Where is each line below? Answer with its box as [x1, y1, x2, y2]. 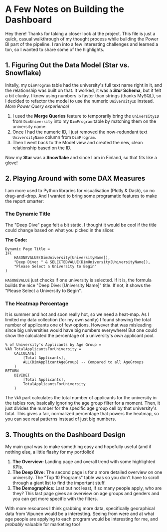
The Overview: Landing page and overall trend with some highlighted [12, 458, 156, 465]
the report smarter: [5, 198, 44, 204]
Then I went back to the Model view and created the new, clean [12, 139, 143, 145]
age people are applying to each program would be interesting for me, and [5, 516, 158, 522]
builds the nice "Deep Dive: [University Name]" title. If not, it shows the [5, 282, 151, 288]
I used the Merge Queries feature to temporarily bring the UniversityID [12, 113, 160, 119]
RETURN [5, 368, 19, 374]
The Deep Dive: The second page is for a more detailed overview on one [12, 469, 163, 475]
